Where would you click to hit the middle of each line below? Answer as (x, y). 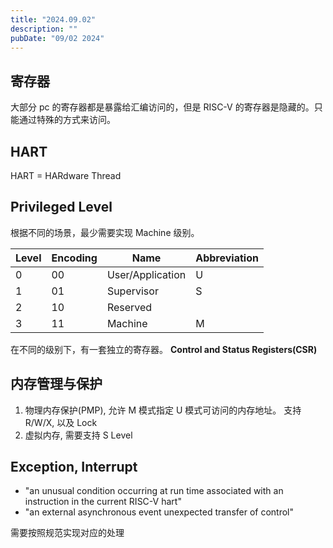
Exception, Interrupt (74, 467)
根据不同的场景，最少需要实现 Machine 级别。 (105, 232)
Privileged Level (61, 207)
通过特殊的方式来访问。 (67, 120)
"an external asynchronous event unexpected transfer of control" (159, 512)
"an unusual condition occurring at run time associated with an (154, 491)
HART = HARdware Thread (66, 175)
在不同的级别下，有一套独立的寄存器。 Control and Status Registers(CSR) (164, 349)
